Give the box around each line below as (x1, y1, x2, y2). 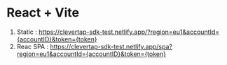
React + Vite (6, 5, 80, 21)
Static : (16, 28, 38, 36)
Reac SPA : (16, 42, 49, 50)
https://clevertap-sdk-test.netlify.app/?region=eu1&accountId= (39, 28, 220, 36)
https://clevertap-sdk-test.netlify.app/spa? (50, 42, 173, 50)
